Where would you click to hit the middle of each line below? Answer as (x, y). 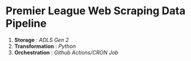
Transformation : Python (45, 46)
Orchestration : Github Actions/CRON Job (66, 52)
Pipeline (26, 23)
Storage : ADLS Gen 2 (41, 40)
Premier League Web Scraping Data (95, 11)
